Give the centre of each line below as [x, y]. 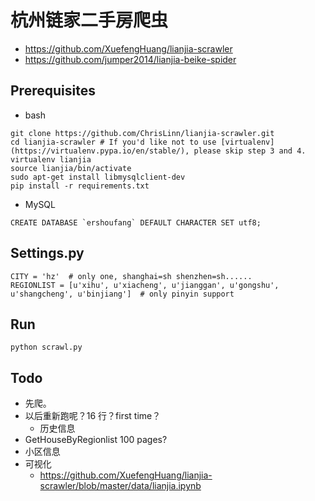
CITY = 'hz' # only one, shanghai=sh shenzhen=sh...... [131, 276]
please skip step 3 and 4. [250, 151]
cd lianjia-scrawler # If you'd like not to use [113, 142]
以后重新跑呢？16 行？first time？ [93, 416]
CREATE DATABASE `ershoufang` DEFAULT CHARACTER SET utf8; [136, 222]
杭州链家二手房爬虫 [89, 20]
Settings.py [47, 253]
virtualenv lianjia [51, 159]
